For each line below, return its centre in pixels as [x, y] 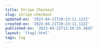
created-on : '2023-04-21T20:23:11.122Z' [48, 24]
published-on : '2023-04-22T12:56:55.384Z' [50, 28]
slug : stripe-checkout [29, 14]
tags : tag [15, 38]
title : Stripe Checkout [30, 10]
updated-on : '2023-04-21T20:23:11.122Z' [48, 19]
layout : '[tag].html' [28, 33]
